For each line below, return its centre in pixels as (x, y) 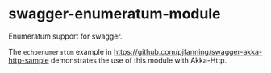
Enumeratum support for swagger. (65, 36)
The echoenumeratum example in (60, 51)
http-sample (29, 60)
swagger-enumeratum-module (115, 14)
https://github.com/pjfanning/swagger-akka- (188, 51)
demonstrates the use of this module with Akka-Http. (139, 60)
